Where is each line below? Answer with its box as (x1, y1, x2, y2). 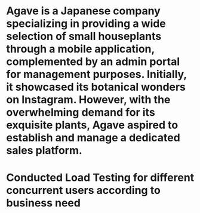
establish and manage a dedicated (6, 131, 180, 144)
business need (6, 196, 81, 210)
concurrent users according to (6, 184, 161, 197)
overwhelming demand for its (6, 106, 155, 119)
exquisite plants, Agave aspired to (6, 118, 179, 132)
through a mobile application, (6, 42, 155, 56)
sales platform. (6, 144, 82, 158)
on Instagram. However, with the (6, 93, 171, 107)
